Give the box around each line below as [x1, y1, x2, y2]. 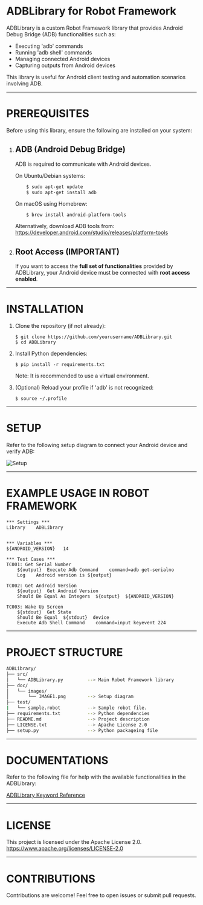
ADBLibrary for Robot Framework [6, 4, 176, 18]
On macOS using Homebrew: [14, 200, 88, 207]
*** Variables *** [6, 540, 53, 547]
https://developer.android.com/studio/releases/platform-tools [14, 229, 169, 237]
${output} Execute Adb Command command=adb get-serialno [17, 567, 174, 573]
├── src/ [6, 671, 28, 677]
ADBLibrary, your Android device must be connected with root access [14, 269, 190, 276]
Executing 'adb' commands [14, 42, 83, 50]
